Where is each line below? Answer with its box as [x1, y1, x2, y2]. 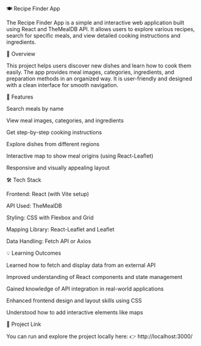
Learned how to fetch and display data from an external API [6, 261, 156, 269]
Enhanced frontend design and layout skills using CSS [6, 297, 142, 304]
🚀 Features [6, 93, 33, 101]
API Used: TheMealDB [6, 202, 62, 209]
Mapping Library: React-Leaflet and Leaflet [6, 226, 115, 233]
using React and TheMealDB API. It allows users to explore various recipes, [6, 26, 195, 32]
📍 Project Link [6, 320, 41, 328]
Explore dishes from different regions [6, 141, 100, 147]
